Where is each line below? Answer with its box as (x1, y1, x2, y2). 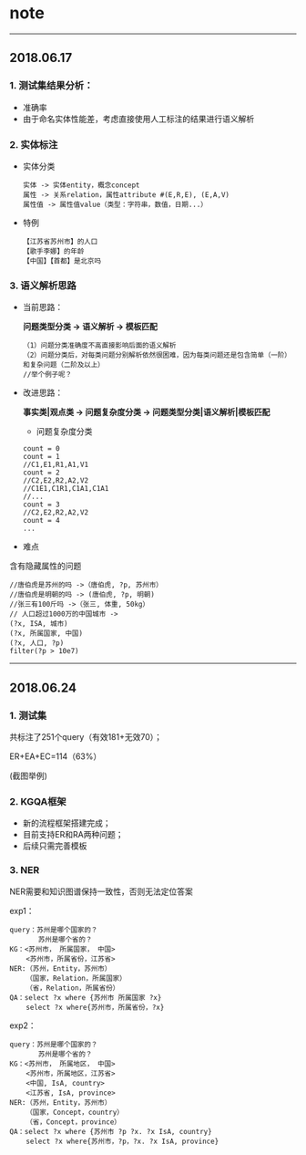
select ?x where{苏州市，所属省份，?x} (25, 1003, 165, 1012)
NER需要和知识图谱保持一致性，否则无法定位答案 (9, 886, 193, 897)
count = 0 (22, 444, 61, 453)
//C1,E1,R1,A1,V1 (22, 460, 89, 470)
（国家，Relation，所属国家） (25, 973, 127, 983)
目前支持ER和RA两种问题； (22, 829, 124, 840)
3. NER (9, 864, 40, 877)
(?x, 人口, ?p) (9, 639, 65, 648)
